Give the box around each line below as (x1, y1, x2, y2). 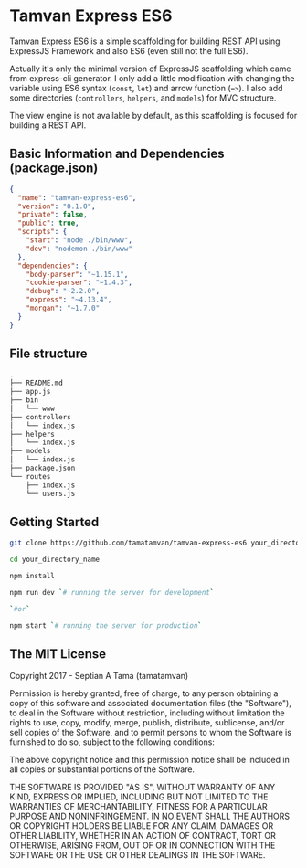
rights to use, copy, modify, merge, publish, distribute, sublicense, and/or (9, 717, 285, 728)
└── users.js (26, 489, 76, 498)
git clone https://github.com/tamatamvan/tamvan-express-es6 (9, 538, 248, 548)
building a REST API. (9, 120, 87, 131)
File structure (9, 346, 88, 362)
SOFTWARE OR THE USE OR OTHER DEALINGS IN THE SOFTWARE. (9, 850, 266, 861)
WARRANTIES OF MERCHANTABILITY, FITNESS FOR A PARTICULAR (9, 801, 268, 812)
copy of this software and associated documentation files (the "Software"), (9, 698, 292, 709)
